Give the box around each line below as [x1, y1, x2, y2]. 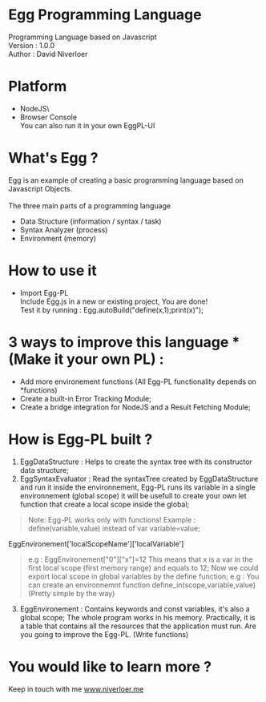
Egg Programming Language [8, 6, 202, 24]
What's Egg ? [8, 149, 99, 167]
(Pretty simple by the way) [27, 588, 115, 598]
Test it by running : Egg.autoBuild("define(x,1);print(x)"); [19, 305, 204, 314]
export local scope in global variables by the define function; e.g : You [27, 571, 260, 581]
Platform [8, 78, 67, 95]
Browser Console [19, 112, 78, 122]
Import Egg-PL [19, 288, 69, 297]
